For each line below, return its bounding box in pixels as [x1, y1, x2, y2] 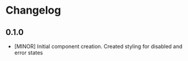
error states [14, 49, 43, 56]
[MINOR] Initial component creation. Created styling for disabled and [14, 43, 183, 50]
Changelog [5, 4, 61, 17]
